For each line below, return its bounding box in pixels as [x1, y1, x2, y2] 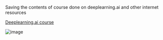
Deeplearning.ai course [5, 19, 54, 25]
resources [5, 9, 26, 15]
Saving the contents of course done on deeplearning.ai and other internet [5, 4, 159, 10]
